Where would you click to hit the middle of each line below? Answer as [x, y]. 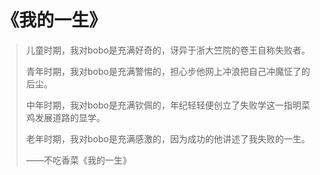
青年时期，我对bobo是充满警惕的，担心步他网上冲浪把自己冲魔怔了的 [168, 71]
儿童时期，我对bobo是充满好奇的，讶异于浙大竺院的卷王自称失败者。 [168, 50]
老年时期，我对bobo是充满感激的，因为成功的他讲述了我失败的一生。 [168, 138]
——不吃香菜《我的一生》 [78, 160]
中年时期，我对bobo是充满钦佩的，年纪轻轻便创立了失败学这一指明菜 [168, 105]
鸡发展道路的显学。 [65, 117]
